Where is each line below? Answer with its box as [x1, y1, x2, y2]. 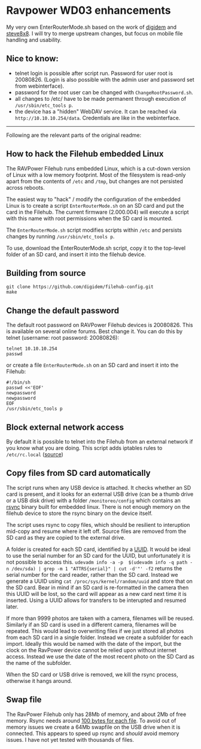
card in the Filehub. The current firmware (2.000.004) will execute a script [6, 208, 190, 215]
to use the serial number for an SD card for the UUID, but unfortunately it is [6, 552, 191, 559]
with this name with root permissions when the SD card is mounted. [6, 214, 173, 222]
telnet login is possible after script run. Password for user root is [14, 70, 173, 77]
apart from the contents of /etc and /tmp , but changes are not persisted [6, 178, 184, 185]
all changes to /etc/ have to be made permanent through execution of [14, 95, 187, 102]
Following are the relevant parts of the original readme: [6, 131, 142, 139]
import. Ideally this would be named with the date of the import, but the [6, 640, 182, 647]
